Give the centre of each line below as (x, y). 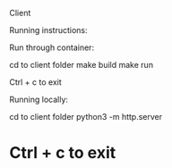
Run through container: (52, 47)
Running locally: (39, 99)
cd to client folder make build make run (82, 65)
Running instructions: (48, 30)
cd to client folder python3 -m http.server (86, 117)
